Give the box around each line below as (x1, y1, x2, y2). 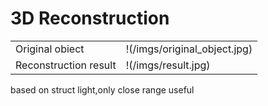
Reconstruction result (15, 58, 117, 72)
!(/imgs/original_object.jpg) (125, 42, 253, 56)
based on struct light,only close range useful (10, 83, 195, 96)
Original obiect (15, 42, 85, 56)
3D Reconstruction (10, 7, 170, 30)
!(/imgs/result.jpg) (125, 58, 211, 72)
